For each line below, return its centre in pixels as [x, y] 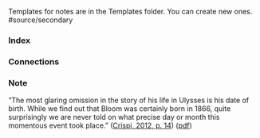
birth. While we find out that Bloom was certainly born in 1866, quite [120, 109]
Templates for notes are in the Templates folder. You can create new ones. [130, 11]
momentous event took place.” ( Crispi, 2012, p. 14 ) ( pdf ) [100, 125]
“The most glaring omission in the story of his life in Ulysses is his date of [129, 100]
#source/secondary [41, 20]
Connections [34, 61]
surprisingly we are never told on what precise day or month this [114, 117]
